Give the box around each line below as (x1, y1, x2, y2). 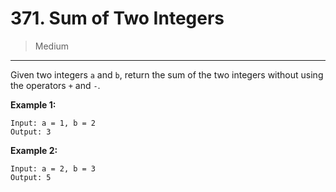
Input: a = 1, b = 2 (10, 118, 97, 128)
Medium (34, 40, 70, 52)
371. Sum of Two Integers (10, 7, 225, 30)
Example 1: (10, 98, 57, 111)
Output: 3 (10, 127, 52, 137)
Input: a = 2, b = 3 (10, 163, 97, 174)
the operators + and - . (10, 79, 101, 91)
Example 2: (10, 144, 58, 156)
